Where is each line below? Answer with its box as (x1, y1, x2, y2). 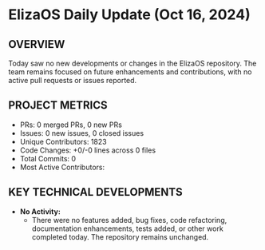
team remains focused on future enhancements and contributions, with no (8, 67, 252, 77)
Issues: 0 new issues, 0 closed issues (19, 128, 144, 137)
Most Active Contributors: (19, 162, 105, 172)
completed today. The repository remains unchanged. (31, 232, 209, 241)
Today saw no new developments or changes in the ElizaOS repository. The (8, 58, 257, 68)
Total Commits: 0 (19, 153, 77, 163)
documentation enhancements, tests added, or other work (31, 224, 223, 233)
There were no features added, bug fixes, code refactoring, (31, 215, 227, 224)
